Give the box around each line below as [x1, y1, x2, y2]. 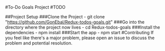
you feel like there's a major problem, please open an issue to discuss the [5, 35, 155, 41]
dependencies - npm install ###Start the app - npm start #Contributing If [5, 30, 154, 35]
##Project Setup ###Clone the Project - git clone [5, 14, 105, 19]
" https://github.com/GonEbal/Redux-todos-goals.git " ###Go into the [5, 19, 145, 25]
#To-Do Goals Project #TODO [5, 4, 66, 10]
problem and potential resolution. [5, 40, 73, 46]
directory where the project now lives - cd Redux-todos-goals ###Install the [5, 24, 161, 30]
